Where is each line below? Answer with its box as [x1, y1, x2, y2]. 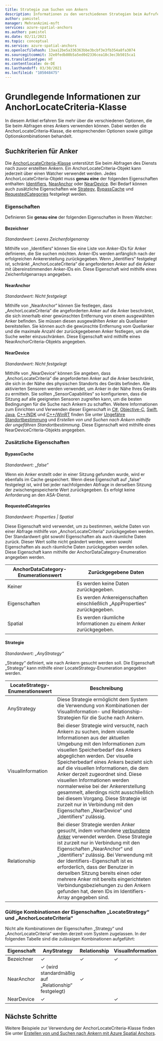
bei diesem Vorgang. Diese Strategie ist [57, 795, 147, 802]
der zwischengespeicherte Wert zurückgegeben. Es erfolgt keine [5, 487, 135, 493]
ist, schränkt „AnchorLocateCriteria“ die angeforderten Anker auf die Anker [5, 261, 155, 267]
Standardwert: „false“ [5, 462, 49, 468]
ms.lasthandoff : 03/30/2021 [5, 66, 62, 71]
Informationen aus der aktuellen [57, 734, 130, 741]
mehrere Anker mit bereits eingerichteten [57, 876, 151, 883]
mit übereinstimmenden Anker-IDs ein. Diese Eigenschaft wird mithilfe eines [5, 266, 157, 272]
